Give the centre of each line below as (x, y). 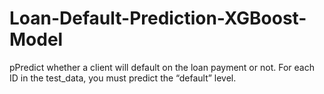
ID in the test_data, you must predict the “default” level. (123, 78)
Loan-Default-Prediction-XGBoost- (158, 18)
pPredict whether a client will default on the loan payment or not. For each (162, 67)
